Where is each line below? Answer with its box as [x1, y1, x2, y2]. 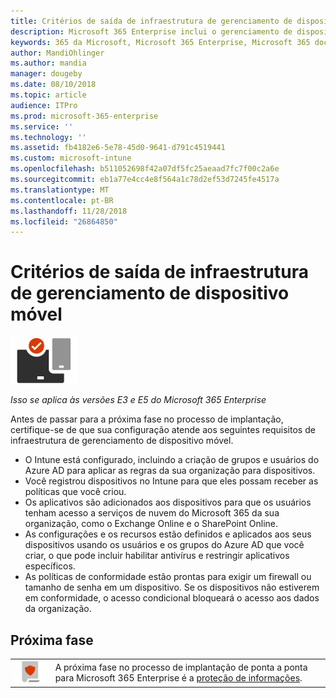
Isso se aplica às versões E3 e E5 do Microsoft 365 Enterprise [10, 394, 267, 406]
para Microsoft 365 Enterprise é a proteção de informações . [54, 671, 303, 684]
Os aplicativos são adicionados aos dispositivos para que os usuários [24, 496, 312, 509]
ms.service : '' [10, 121, 74, 132]
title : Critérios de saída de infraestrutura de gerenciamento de [10, 16, 293, 26]
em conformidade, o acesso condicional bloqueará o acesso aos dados [24, 592, 320, 604]
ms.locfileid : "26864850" [10, 216, 118, 227]
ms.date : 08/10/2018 [10, 80, 97, 90]
